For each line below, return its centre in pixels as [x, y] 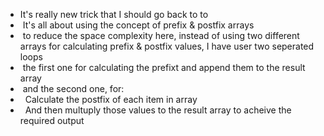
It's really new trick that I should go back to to [114, 14]
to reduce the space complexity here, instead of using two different [161, 35]
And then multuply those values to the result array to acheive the [158, 110]
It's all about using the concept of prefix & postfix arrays [138, 25]
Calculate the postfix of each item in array [111, 99]
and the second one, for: [73, 88]
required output [52, 120]
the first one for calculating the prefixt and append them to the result [164, 67]
